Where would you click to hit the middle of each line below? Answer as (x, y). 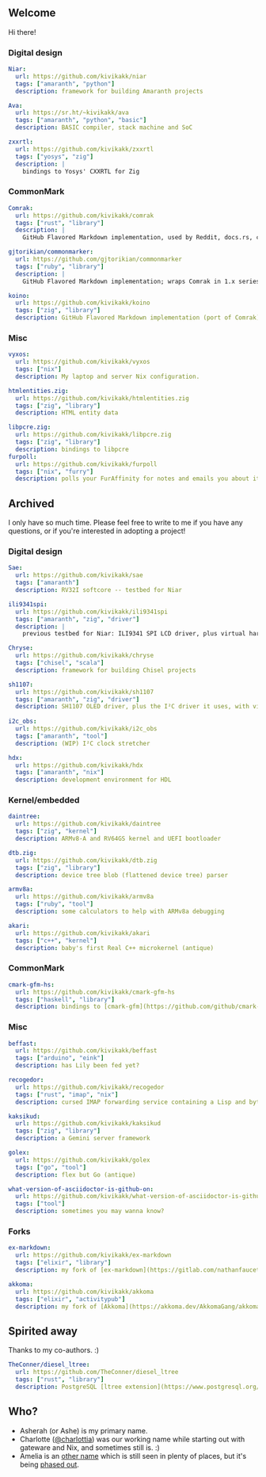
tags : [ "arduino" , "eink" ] (60, 1058)
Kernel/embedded (44, 800)
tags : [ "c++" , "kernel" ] (56, 941)
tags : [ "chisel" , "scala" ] (60, 663)
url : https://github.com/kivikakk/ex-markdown (93, 1255)
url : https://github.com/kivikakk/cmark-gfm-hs (95, 992)
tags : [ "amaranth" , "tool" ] (62, 736)
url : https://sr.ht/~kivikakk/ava (72, 113)
